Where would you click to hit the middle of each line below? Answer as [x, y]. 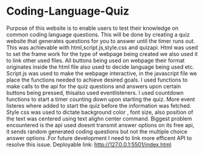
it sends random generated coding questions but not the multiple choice [97, 131]
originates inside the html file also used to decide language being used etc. [100, 67]
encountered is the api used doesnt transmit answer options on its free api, [100, 125]
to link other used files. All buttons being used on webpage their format [96, 60]
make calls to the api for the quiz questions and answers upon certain [94, 86]
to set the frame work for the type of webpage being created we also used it [102, 54]
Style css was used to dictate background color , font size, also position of [100, 112]
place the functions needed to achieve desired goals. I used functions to [97, 80]
